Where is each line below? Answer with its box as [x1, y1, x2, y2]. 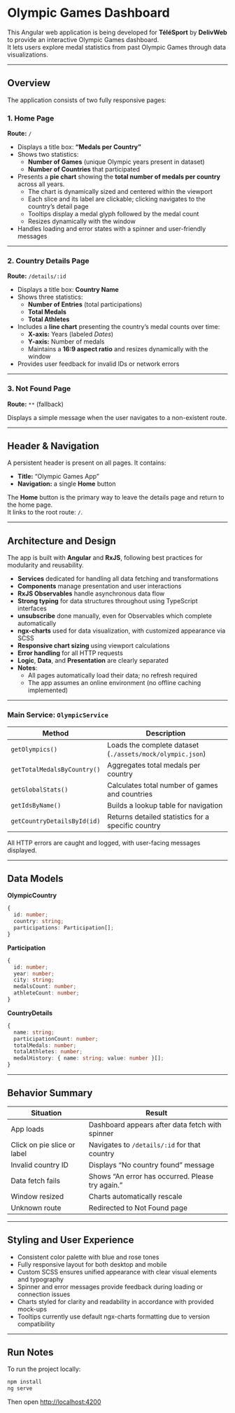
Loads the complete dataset [107, 740, 199, 750]
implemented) [27, 686, 69, 694]
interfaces [17, 604, 47, 613]
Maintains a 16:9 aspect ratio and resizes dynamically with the [27, 345, 208, 353]
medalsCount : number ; [13, 983, 77, 990]
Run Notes [7, 1347, 54, 1358]
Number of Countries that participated [27, 165, 140, 174]
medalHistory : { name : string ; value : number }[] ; [13, 1055, 164, 1062]
